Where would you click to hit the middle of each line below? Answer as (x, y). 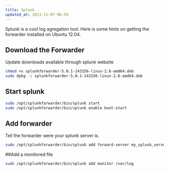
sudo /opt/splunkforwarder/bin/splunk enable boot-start (66, 108)
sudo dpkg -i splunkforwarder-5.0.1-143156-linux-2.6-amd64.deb (74, 76)
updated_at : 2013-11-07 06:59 (37, 15)
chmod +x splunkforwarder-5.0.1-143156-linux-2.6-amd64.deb (70, 71)
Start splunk (25, 92)
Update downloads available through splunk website (60, 62)
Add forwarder (29, 124)
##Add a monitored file (29, 154)
